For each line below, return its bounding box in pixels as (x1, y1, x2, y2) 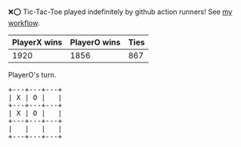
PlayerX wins (12, 37, 63, 48)
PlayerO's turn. (8, 70, 57, 79)
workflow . (8, 19, 40, 27)
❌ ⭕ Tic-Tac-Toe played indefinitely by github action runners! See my (8, 7, 233, 16)
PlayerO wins (70, 37, 121, 48)
